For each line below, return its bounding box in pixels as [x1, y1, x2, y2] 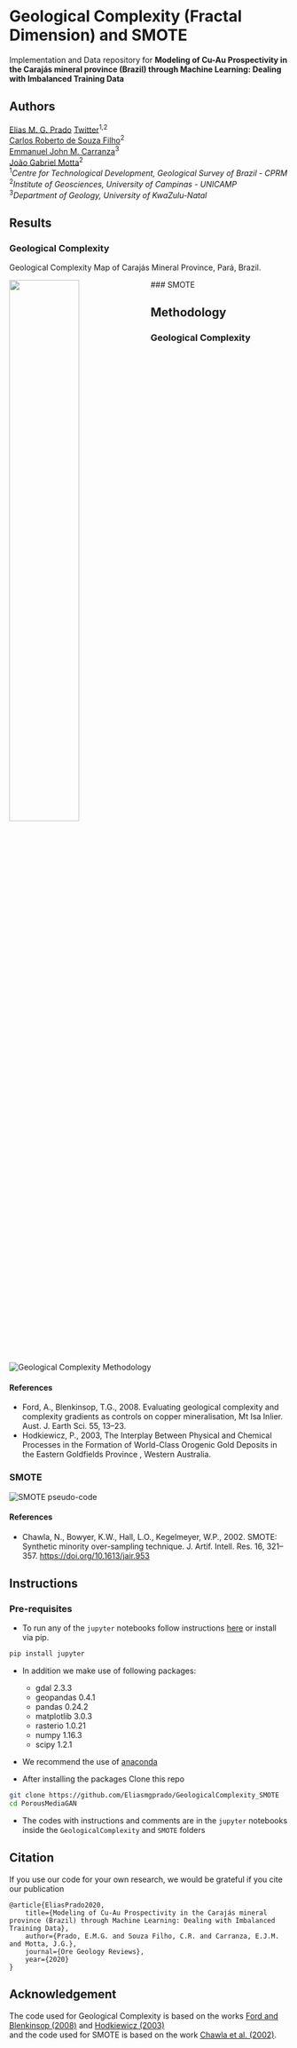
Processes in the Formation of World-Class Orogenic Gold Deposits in [21, 1440, 277, 1450]
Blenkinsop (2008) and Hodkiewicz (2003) [9, 2020, 166, 2030]
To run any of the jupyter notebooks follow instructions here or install [21, 1623, 277, 1633]
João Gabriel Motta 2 [9, 155, 84, 168]
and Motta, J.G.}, [9, 1939, 77, 1949]
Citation [9, 1850, 55, 1866]
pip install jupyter [9, 1649, 86, 1658]
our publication [9, 1883, 65, 1893]
